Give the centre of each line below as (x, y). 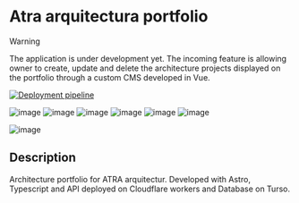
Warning (25, 41)
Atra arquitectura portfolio (109, 17)
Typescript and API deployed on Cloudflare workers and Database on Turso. (150, 189)
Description (43, 158)
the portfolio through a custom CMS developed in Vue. (110, 77)
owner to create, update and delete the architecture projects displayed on (145, 68)
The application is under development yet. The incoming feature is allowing (148, 58)
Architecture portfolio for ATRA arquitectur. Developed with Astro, (130, 179)
